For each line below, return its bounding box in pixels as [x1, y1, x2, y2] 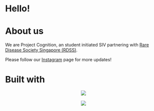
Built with [5, 74, 45, 85]
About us [5, 26, 44, 37]
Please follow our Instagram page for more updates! [5, 57, 112, 63]
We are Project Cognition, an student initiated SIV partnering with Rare [5, 42, 149, 48]
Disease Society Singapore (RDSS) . [5, 47, 78, 53]
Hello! [5, 3, 30, 14]
